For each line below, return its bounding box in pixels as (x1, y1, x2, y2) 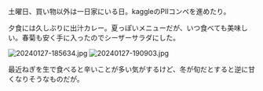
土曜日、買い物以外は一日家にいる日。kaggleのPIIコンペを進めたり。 (8, 7, 231, 16)
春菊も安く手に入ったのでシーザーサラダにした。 (21, 33, 181, 42)
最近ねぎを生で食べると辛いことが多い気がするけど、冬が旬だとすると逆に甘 (8, 65, 255, 74)
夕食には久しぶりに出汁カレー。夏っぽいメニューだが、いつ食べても (8, 23, 228, 33)
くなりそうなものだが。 (8, 75, 84, 83)
